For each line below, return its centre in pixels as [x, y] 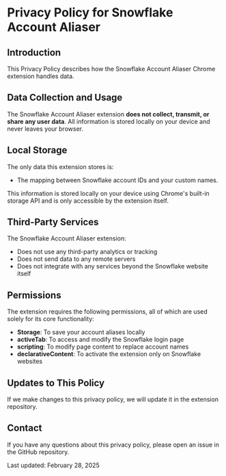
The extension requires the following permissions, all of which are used [108, 312]
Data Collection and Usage [65, 98]
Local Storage [37, 150]
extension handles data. [41, 76]
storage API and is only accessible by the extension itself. [88, 201]
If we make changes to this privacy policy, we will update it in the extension [113, 399]
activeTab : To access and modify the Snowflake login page [100, 340]
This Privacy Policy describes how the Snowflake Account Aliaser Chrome [111, 69]
